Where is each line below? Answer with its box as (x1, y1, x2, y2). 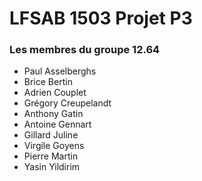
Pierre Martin (23, 150, 79, 162)
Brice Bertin (23, 76, 73, 88)
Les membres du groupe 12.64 (9, 43, 161, 57)
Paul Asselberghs (23, 65, 97, 77)
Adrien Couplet (23, 87, 87, 99)
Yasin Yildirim (23, 161, 81, 173)
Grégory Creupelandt (23, 97, 112, 109)
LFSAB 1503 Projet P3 (9, 7, 193, 30)
